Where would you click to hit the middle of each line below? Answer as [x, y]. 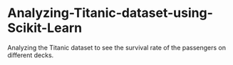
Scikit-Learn [45, 28]
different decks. [31, 55]
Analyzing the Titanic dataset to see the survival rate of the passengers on [117, 47]
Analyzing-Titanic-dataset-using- [110, 13]
